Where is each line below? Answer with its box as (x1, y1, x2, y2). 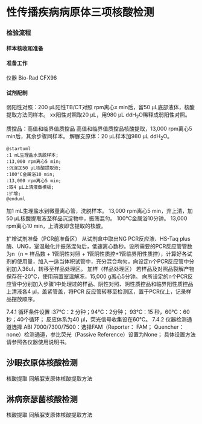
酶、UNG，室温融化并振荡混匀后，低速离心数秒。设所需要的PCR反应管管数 (6, 242, 193, 250)
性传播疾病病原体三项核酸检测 (6, 5, 155, 19)
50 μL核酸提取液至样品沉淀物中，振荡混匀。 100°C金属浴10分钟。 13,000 (6, 215, 188, 222)
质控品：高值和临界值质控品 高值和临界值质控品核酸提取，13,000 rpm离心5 (6, 125, 192, 132)
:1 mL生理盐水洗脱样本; (6, 152, 59, 158)
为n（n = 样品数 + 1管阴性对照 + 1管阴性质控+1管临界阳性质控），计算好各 (6, 250, 188, 257)
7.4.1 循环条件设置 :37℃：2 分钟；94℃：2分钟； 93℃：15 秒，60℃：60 (6, 308, 190, 315)
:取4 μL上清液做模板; (6, 184, 54, 190)
